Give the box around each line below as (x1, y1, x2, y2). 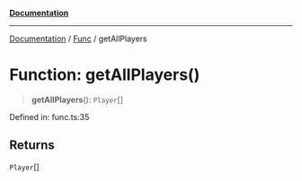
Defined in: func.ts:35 (9, 111, 90, 122)
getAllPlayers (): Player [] (31, 94, 124, 105)
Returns (9, 138, 56, 153)
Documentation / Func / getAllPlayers (9, 33, 147, 44)
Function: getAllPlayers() (9, 65, 200, 85)
